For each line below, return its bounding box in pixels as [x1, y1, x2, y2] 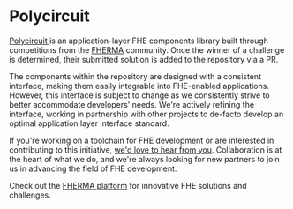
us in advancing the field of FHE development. [9, 163, 177, 174]
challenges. [9, 190, 51, 200]
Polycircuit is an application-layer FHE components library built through [9, 35, 269, 46]
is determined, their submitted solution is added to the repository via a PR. [9, 54, 279, 64]
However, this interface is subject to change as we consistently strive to [9, 90, 271, 101]
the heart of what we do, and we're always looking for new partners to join [9, 153, 280, 164]
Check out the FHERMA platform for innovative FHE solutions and [9, 180, 247, 190]
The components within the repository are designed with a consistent [9, 71, 262, 81]
